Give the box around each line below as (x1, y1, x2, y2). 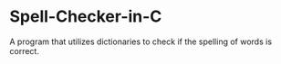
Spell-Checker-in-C (9, 6, 162, 27)
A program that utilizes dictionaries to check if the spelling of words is (9, 36, 272, 47)
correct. (9, 45, 39, 56)
